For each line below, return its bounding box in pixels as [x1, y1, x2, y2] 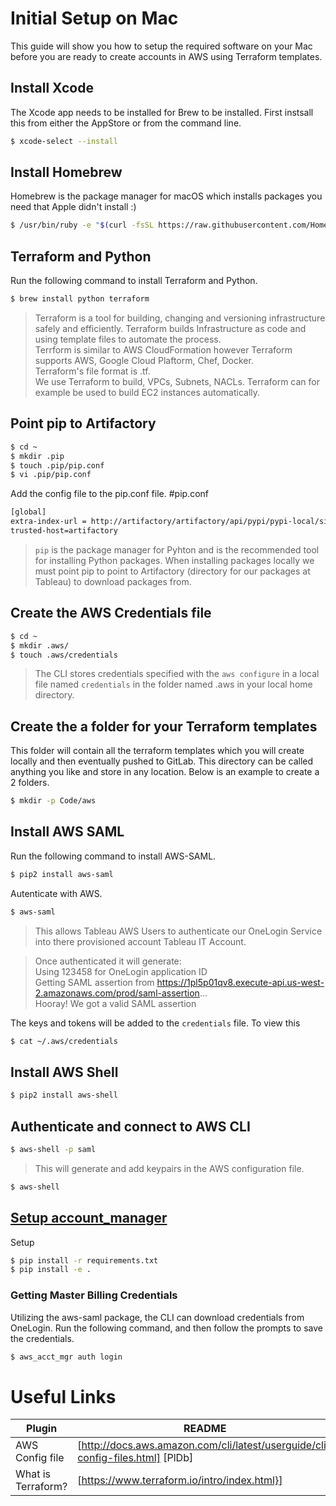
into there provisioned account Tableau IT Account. [34, 935, 247, 947]
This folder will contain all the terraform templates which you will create [10, 745, 305, 757]
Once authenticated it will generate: [34, 955, 182, 967]
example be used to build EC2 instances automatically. [34, 387, 261, 398]
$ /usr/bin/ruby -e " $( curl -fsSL [10, 220, 155, 231]
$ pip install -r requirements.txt [10, 1255, 159, 1266]
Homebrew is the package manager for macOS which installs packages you [10, 190, 323, 202]
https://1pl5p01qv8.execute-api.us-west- [156, 976, 325, 988]
